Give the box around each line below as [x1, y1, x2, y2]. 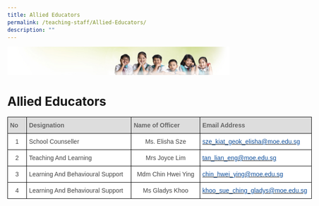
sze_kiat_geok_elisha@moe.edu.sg [202, 138, 301, 146]
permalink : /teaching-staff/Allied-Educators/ [7, 18, 147, 26]
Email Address [202, 121, 246, 130]
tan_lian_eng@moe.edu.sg [202, 154, 277, 162]
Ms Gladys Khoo [143, 187, 189, 195]
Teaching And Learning [28, 154, 92, 162]
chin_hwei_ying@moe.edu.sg [202, 170, 284, 178]
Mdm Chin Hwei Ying [136, 170, 195, 178]
